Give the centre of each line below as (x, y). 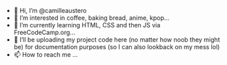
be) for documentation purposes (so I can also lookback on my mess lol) (117, 47)
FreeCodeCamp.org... (45, 32)
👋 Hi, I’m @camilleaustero (50, 11)
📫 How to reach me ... (46, 54)
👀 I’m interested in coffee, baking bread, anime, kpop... (91, 18)
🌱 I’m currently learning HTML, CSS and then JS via (87, 25)
